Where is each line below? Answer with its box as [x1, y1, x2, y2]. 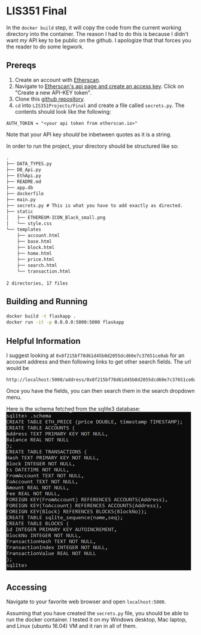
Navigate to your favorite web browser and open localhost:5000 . [6, 598, 166, 605]
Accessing [6, 582, 47, 593]
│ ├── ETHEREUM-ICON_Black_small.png [6, 214, 106, 221]
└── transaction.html [17, 268, 71, 274]
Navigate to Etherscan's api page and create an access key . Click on [14, 83, 184, 90]
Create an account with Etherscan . [14, 76, 100, 83]
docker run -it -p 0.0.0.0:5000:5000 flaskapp [6, 319, 124, 325]
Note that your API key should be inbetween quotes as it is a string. [6, 130, 172, 138]
